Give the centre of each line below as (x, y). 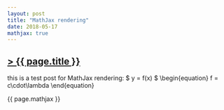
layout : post (26, 14)
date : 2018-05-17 (33, 26)
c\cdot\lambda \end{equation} (51, 86)
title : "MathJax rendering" (48, 20)
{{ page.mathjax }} (34, 99)
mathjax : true (28, 33)
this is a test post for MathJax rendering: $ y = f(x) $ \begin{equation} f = (113, 78)
